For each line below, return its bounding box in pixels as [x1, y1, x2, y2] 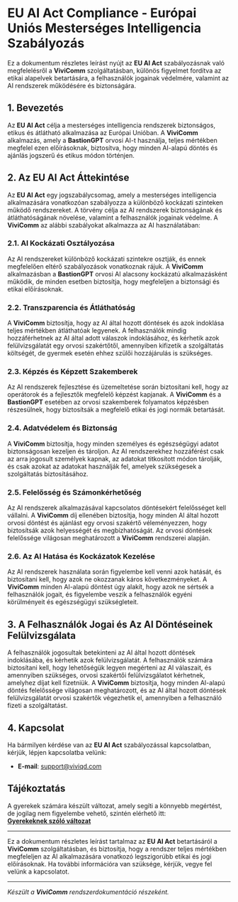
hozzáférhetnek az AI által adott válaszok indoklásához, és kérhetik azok [7, 334, 220, 343]
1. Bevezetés [7, 102, 64, 114]
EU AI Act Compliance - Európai [7, 5, 197, 21]
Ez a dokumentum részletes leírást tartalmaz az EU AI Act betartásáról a [7, 837, 217, 845]
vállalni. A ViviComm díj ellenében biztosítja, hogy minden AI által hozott [7, 511, 219, 520]
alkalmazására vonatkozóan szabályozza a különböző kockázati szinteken [7, 198, 224, 207]
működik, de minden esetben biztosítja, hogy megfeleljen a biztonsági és [7, 277, 220, 286]
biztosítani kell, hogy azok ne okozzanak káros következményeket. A [7, 575, 208, 584]
